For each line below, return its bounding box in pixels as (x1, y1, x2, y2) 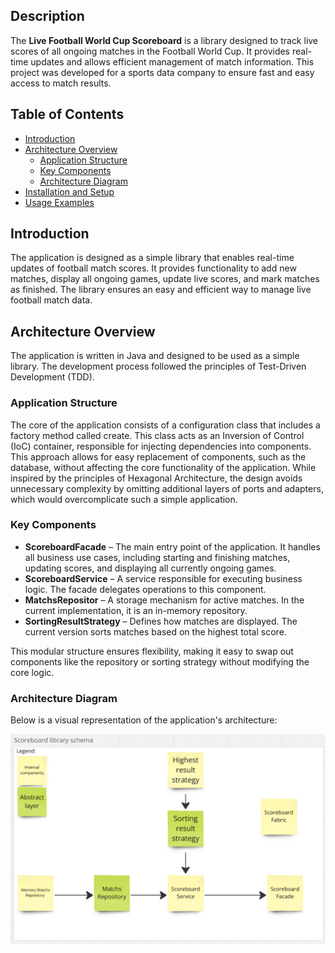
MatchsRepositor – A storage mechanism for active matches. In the (24, 594, 305, 606)
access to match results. (10, 77, 112, 89)
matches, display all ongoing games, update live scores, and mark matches (10, 273, 320, 285)
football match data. (10, 294, 93, 306)
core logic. (10, 666, 55, 678)
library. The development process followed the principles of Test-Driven (10, 360, 307, 373)
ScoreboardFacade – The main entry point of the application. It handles (24, 540, 321, 553)
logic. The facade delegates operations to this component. (24, 583, 267, 595)
